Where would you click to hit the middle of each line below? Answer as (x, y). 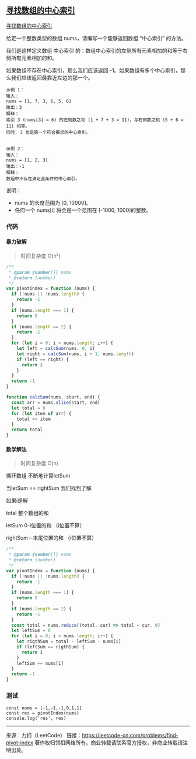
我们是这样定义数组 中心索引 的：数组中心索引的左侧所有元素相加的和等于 (94, 50)
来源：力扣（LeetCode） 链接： (44, 736)
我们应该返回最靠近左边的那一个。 (52, 77)
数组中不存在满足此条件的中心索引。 (43, 178)
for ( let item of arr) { (41, 413)
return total (27, 430)
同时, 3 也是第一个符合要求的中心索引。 (48, 132)
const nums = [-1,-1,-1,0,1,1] (44, 708)
